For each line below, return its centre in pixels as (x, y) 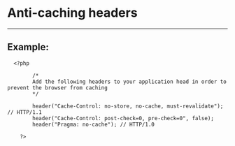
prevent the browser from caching (58, 88)
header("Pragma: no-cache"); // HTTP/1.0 (94, 124)
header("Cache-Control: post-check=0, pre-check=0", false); (123, 118)
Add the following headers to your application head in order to (130, 82)
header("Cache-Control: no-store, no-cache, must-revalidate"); (128, 106)
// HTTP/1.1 (24, 112)
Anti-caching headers (72, 13)
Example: (28, 47)
